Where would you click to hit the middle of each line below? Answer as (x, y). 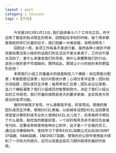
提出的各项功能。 (20, 100)
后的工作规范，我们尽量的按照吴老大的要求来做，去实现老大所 (57, 95)
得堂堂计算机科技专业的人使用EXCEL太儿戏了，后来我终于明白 (57, 115)
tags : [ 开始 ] (19, 18)
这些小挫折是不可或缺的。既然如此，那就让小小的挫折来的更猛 (57, 64)
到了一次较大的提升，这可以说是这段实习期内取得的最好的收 (55, 141)
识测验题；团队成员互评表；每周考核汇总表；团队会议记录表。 (57, 85)
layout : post (19, 9)
